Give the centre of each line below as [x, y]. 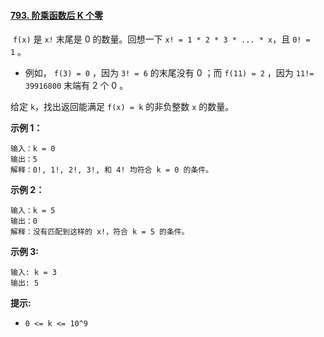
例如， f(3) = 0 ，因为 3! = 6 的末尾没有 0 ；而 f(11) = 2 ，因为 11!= [169, 73]
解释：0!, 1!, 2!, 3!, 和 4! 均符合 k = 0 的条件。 [112, 170]
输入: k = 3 [33, 273]
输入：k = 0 [33, 149]
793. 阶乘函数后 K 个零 [57, 15]
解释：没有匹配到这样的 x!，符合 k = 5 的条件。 [100, 232]
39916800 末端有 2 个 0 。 [76, 86]
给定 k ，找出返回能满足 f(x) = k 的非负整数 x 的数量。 [122, 107]
